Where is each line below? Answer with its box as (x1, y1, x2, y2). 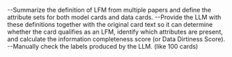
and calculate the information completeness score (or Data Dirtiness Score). (7, 35, 226, 43)
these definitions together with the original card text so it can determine (7, 21, 213, 28)
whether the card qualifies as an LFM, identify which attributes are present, (7, 27, 223, 36)
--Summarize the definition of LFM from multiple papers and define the (7, 6, 211, 14)
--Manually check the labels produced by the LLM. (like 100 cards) (7, 43, 199, 50)
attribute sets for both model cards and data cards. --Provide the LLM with (7, 13, 222, 21)
